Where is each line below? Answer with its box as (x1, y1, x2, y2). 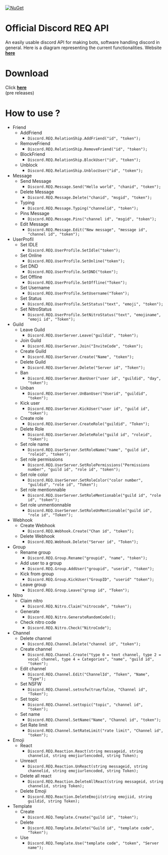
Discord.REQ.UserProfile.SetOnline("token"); (27, 259, 125, 264)
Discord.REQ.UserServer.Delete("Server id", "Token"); (27, 365, 145, 370)
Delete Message (20, 189, 54, 195)
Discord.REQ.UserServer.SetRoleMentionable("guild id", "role (27, 493, 161, 498)
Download (5, 68, 49, 79)
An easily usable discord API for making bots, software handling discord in (5, 39, 160, 45)
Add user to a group (20, 560, 62, 566)
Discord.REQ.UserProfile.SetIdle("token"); (27, 248, 121, 253)
